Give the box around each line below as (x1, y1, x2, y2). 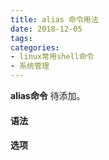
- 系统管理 (10, 61, 50, 71)
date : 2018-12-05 (10, 24, 83, 34)
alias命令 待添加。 (10, 90, 86, 101)
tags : (10, 33, 33, 43)
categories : (10, 42, 60, 53)
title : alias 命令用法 (10, 14, 99, 25)
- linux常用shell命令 (10, 52, 95, 62)
